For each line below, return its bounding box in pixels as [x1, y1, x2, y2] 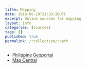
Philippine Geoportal [12, 52, 53, 58]
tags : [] [5, 30, 23, 34]
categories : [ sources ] [5, 25, 51, 30]
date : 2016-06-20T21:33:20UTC [5, 12, 67, 17]
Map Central [12, 57, 37, 63]
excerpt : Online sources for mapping [5, 16, 82, 21]
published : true [5, 34, 38, 39]
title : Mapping [5, 7, 36, 12]
